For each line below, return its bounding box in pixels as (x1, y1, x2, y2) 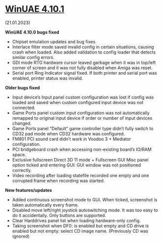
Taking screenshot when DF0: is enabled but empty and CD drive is (12, 222, 149, 229)
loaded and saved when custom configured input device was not (12, 99, 144, 105)
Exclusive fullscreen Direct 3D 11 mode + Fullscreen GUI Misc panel (12, 157, 149, 163)
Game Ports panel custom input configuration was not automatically (12, 109, 150, 116)
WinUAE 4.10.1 (5, 3, 65, 15)
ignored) (12, 233, 30, 239)
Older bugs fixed (5, 84, 40, 90)
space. (12, 151, 26, 158)
